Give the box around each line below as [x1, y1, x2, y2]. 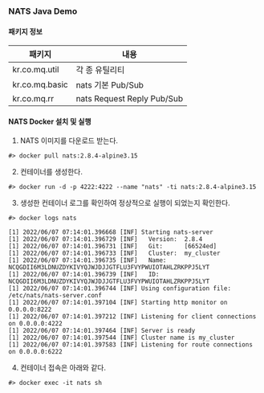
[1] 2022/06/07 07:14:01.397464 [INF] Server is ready [8, 327, 196, 335]
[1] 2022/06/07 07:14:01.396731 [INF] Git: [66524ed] [8, 243, 217, 251]
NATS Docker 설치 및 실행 [8, 117, 91, 126]
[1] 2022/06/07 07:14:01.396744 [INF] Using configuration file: [8, 285, 231, 293]
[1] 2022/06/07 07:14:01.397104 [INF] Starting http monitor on [8, 299, 228, 307]
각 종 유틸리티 [75, 64, 125, 76]
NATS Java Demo [8, 6, 78, 17]
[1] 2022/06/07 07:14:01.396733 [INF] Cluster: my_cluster [8, 249, 221, 258]
